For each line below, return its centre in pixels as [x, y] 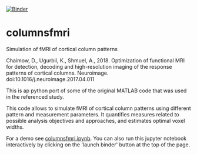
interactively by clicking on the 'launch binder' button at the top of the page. [98, 145]
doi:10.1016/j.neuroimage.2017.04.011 [50, 79]
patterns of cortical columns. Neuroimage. [57, 73]
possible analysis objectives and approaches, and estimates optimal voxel [96, 120]
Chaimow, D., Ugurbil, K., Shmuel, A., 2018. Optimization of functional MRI [96, 60]
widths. [15, 127]
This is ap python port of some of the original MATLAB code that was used [96, 91]
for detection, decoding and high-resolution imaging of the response [89, 66]
